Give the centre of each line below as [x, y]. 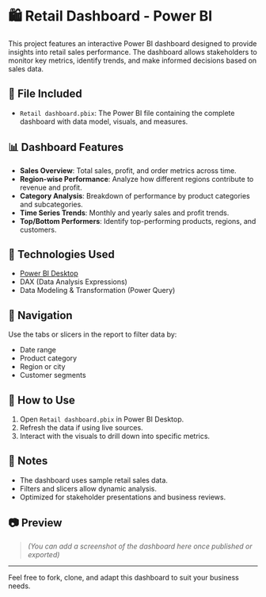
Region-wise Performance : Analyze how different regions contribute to [137, 179]
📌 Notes [28, 461]
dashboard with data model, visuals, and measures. [104, 121]
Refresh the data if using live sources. [82, 428]
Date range [38, 350]
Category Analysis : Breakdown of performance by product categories [135, 195]
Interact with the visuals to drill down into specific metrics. [115, 436]
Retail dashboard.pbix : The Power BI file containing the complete [127, 113]
